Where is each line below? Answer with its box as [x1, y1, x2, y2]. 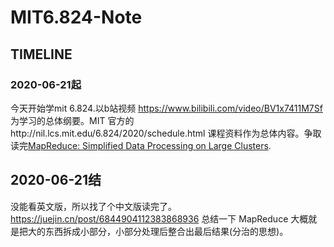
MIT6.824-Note [10, 6, 143, 29]
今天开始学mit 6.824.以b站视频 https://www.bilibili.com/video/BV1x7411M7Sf [10, 102, 323, 114]
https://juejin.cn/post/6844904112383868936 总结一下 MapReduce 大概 [10, 212, 309, 225]
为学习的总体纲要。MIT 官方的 [10, 114, 135, 126]
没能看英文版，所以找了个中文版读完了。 [10, 200, 177, 212]
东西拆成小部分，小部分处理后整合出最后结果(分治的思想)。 [44, 225, 289, 237]
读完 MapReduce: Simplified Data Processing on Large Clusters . [10, 139, 272, 151]
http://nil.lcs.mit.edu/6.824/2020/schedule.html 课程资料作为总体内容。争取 [10, 127, 322, 139]
